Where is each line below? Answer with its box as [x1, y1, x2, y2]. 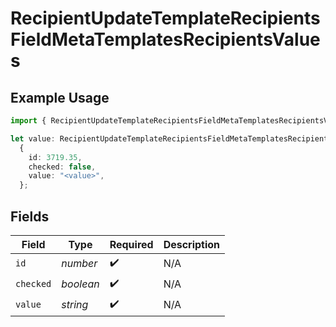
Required [109, 237, 154, 251]
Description [163, 237, 221, 251]
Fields [10, 208, 50, 225]
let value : [10, 133, 56, 144]
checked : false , [28, 162, 97, 172]
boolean [61, 277, 100, 291]
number [61, 257, 98, 271]
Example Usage [10, 89, 110, 106]
